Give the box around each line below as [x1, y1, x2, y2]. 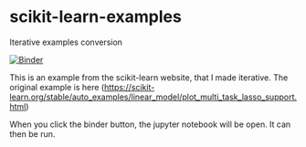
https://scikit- [103, 81, 155, 92]
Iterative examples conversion [9, 37, 123, 47]
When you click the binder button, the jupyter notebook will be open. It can [9, 119, 291, 130]
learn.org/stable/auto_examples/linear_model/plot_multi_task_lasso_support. [9, 91, 298, 102]
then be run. [9, 128, 56, 139]
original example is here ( [9, 81, 105, 92]
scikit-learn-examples [9, 6, 183, 27]
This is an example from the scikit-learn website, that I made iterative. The [9, 71, 289, 83]
